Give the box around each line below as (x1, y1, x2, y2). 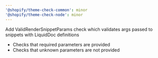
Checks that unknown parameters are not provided (12, 47, 120, 53)
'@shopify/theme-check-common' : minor (5, 7, 88, 13)
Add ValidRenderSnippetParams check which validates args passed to (5, 26, 153, 32)
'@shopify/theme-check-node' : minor (5, 12, 83, 17)
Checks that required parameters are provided (12, 41, 111, 47)
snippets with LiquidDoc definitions (5, 32, 80, 38)
